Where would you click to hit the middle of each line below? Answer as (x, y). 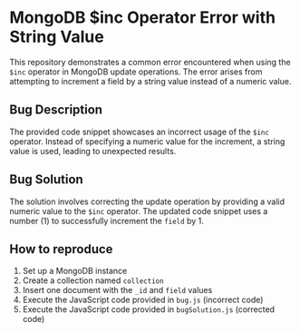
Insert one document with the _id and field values (117, 290)
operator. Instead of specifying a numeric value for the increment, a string (147, 141)
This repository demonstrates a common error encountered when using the (150, 62)
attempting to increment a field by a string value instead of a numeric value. (150, 81)
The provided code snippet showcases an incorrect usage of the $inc (140, 132)
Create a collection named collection (93, 280)
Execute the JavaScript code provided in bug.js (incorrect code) (143, 300)
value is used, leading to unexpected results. (93, 151)
